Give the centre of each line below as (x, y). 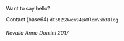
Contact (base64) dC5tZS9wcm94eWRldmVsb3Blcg (62, 19)
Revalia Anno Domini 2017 (37, 33)
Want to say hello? (28, 8)
